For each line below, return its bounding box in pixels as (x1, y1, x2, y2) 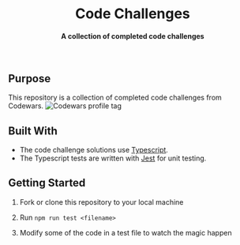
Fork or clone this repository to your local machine (19, 197, 184, 206)
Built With (8, 124, 58, 138)
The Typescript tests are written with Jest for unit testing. (19, 153, 207, 163)
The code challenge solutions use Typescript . (19, 145, 168, 155)
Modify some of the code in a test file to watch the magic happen (19, 228, 232, 237)
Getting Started (8, 176, 86, 190)
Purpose (8, 72, 51, 85)
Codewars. (8, 101, 44, 111)
